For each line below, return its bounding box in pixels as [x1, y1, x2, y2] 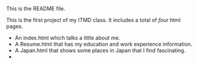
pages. [6, 23, 23, 30]
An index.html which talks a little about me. [14, 34, 120, 41]
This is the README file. [6, 5, 66, 12]
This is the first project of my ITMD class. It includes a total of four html [6, 17, 181, 23]
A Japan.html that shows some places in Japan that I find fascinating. [14, 47, 186, 54]
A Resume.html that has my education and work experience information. [14, 41, 193, 47]
